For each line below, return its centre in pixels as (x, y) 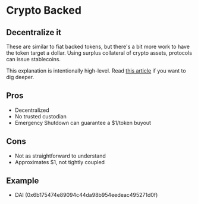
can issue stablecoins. (34, 59)
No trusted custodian (40, 116)
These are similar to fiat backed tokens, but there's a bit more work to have (98, 46)
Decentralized (32, 110)
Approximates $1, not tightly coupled (60, 162)
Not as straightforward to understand (60, 156)
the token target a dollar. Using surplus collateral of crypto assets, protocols (99, 53)
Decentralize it (34, 32)
